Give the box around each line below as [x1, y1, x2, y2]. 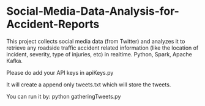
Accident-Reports [6, 17, 100, 31]
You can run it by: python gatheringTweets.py [6, 93, 121, 100]
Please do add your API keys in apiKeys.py [6, 69, 114, 76]
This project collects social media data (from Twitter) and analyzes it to [6, 37, 185, 45]
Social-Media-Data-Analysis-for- [6, 4, 179, 18]
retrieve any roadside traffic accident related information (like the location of [6, 44, 199, 51]
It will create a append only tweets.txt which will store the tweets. [6, 81, 171, 88]
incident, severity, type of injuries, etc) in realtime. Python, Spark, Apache [6, 50, 193, 58]
